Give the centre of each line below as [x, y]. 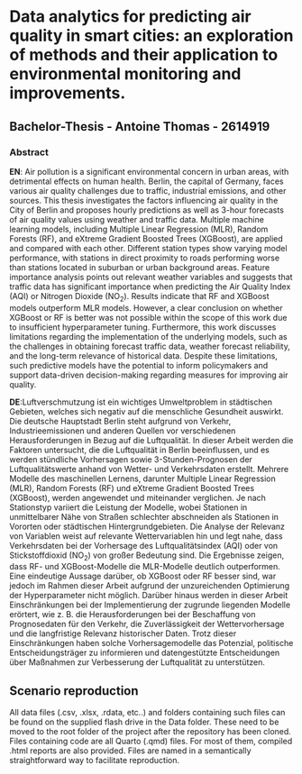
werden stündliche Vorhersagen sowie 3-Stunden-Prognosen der [131, 459]
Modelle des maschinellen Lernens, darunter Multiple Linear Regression [143, 478]
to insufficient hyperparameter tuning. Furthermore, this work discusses [143, 327]
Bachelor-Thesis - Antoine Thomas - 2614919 [140, 127]
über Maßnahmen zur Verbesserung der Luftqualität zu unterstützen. [137, 662]
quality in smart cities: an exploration [151, 36]
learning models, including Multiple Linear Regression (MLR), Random [139, 229]
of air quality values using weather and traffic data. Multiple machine [137, 219]
